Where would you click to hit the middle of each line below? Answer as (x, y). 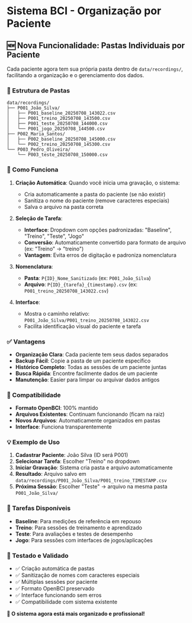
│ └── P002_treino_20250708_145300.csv (59, 144)
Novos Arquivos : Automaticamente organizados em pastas (88, 421)
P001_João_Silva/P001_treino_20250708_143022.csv (87, 320)
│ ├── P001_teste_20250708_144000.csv (57, 124)
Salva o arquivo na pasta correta (64, 206)
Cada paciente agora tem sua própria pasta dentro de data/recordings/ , (95, 69)
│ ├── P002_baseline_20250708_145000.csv (61, 139)
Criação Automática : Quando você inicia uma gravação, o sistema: (97, 183)
